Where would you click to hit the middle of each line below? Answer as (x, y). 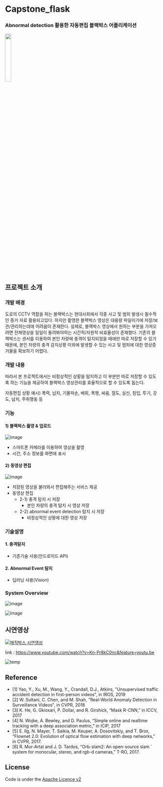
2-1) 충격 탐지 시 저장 (40, 499)
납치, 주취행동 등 (27, 399)
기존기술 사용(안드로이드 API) (40, 556)
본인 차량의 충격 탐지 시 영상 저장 (58, 505)
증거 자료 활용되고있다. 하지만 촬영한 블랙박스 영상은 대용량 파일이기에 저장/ (82, 320)
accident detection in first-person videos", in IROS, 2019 (69, 695)
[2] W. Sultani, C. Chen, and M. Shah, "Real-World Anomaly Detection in (84, 700)
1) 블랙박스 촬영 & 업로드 (28, 425)
